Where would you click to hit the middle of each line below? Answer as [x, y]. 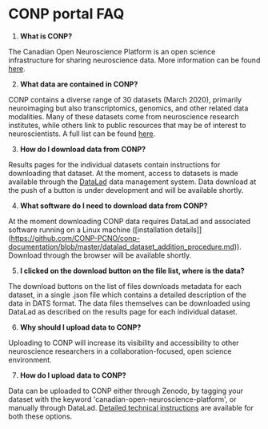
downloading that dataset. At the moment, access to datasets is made [123, 173]
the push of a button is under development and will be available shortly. [126, 190]
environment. [30, 359]
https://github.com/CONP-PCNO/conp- [75, 238]
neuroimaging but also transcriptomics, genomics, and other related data [128, 108]
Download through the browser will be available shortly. [100, 255]
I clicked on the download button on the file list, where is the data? [132, 271]
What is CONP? [46, 36]
